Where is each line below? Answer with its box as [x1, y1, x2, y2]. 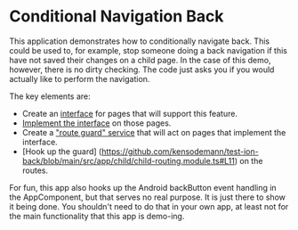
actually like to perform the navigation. [9, 73, 150, 84]
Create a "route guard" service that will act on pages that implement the [21, 127, 286, 137]
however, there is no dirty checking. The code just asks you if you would [9, 64, 275, 75]
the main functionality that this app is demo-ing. [9, 210, 185, 221]
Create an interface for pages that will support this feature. [21, 108, 238, 119]
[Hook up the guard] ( [21, 145, 102, 157]
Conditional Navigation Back [9, 6, 224, 27]
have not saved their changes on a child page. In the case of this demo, [9, 54, 271, 65]
